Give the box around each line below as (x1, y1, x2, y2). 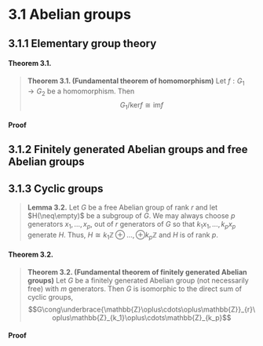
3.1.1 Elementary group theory (8, 37, 157, 50)
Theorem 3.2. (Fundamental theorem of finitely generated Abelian (27, 267, 247, 276)
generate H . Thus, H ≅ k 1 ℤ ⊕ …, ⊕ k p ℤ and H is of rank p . (27, 230, 218, 241)
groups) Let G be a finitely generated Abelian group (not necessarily (27, 275, 249, 285)
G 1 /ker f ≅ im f (119, 100, 164, 111)
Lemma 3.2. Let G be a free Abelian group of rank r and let (27, 202, 218, 212)
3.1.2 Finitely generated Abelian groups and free (8, 143, 248, 156)
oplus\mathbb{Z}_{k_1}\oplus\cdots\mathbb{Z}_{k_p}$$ (52, 312, 232, 322)
